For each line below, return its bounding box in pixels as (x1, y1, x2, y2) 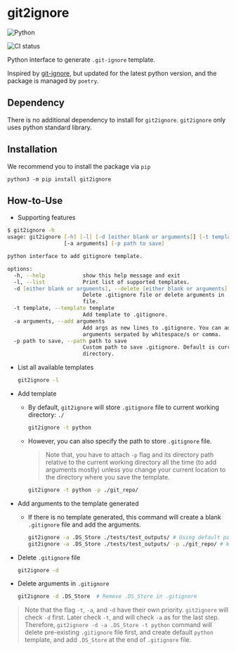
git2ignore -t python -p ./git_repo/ (27, 486, 139, 494)
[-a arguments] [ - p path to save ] (63, 240, 165, 247)
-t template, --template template (13, 304, 114, 312)
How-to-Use (7, 195, 63, 207)
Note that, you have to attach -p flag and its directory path (45, 450, 214, 458)
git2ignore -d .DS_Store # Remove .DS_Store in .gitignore (17, 593, 197, 600)
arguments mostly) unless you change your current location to (45, 465, 226, 474)
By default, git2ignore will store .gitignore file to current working (27, 403, 220, 411)
